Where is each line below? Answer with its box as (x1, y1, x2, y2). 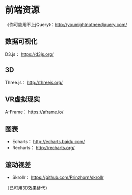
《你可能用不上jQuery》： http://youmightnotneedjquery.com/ (5, 22, 128, 27)
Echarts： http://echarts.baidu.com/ (12, 139, 85, 145)
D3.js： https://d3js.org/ (5, 51, 54, 57)
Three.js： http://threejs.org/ (5, 79, 63, 85)
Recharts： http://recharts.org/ (12, 145, 75, 151)
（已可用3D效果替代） (5, 185, 50, 191)
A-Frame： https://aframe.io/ (5, 109, 64, 115)
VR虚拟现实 (5, 95, 40, 103)
